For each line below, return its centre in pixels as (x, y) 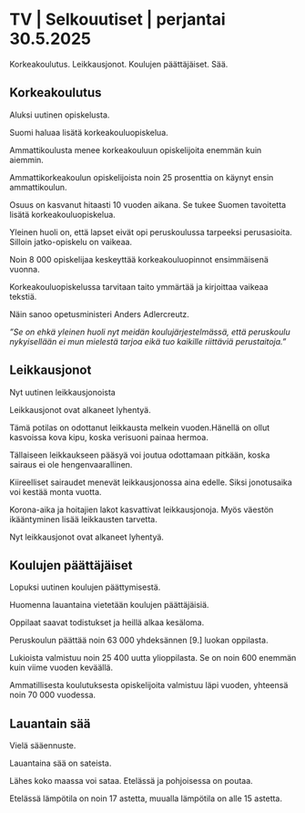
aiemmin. (26, 160)
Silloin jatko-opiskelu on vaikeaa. (71, 242)
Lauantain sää (50, 723)
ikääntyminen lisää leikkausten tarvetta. (83, 519)
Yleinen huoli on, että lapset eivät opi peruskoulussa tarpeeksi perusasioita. (151, 232)
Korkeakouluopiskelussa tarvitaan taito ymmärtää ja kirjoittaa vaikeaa (139, 286)
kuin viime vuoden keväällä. (61, 668)
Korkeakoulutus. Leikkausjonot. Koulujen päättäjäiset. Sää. (119, 64)
